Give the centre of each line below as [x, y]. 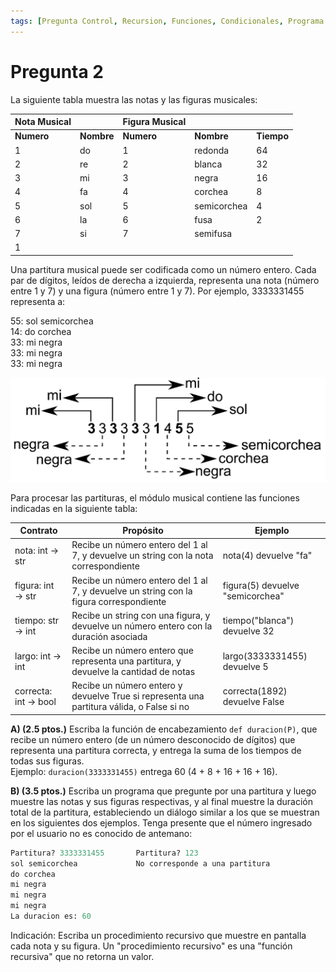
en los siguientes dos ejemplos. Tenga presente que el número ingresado [161, 822]
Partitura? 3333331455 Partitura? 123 [104, 853]
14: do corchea [41, 331]
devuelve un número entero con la [142, 626]
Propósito [143, 531]
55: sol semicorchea [52, 321]
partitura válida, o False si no [130, 707]
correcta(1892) [255, 691]
